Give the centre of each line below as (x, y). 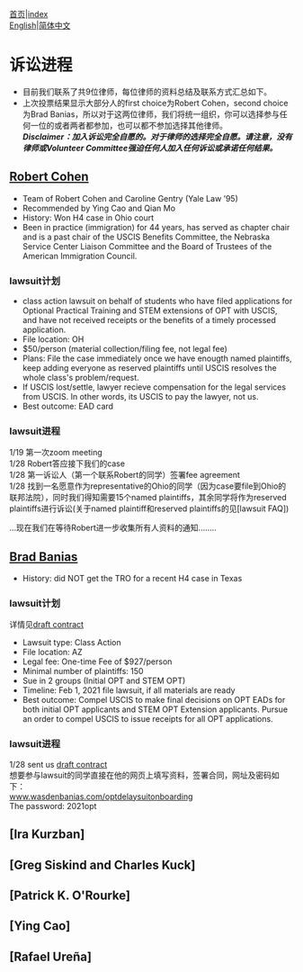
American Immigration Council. (80, 256)
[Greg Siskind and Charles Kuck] (102, 864)
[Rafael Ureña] (51, 956)
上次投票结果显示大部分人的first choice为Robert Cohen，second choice (155, 103)
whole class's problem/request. (80, 378)
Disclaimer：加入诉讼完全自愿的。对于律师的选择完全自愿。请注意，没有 (157, 136)
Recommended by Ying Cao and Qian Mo (99, 208)
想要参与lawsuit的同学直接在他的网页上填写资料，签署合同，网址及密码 (141, 775)
